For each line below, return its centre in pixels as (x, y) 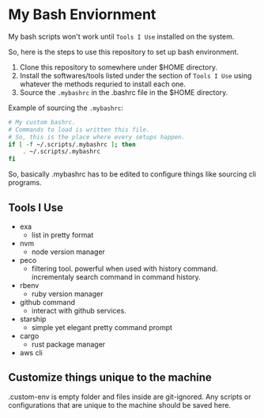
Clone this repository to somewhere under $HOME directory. (118, 67)
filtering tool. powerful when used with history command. (124, 268)
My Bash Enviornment (82, 15)
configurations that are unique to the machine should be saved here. (120, 405)
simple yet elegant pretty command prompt (102, 327)
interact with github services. (79, 311)
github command (47, 302)
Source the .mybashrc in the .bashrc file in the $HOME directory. (124, 92)
